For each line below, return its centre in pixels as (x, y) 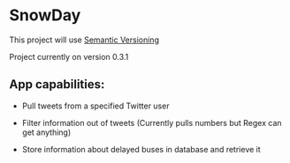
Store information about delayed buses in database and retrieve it (141, 149)
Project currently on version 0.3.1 (69, 56)
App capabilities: (57, 85)
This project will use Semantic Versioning (84, 40)
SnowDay (45, 15)
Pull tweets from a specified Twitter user (95, 106)
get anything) (46, 132)
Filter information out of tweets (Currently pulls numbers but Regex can (152, 122)
